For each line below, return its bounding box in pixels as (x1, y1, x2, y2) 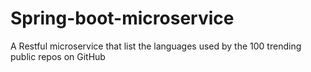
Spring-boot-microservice (10, 7, 235, 30)
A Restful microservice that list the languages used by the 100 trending (10, 40, 302, 52)
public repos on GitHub (10, 50, 106, 62)
